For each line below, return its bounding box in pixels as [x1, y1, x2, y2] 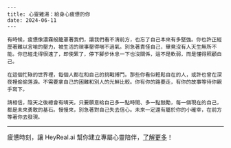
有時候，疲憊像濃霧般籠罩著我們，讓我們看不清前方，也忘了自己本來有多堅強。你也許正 [7, 36, 217, 43]
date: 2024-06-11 [7, 17, 57, 24]
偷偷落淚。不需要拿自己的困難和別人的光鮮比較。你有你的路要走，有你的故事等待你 [16, 79, 217, 86]
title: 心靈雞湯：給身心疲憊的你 [7, 11, 91, 18]
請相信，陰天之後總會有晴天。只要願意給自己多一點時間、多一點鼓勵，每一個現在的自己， [7, 99, 222, 106]
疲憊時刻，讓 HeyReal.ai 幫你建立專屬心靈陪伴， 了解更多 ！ [7, 133, 173, 141]
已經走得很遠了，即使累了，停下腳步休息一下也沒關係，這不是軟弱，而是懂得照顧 [22, 51, 217, 58]
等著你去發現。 [7, 114, 43, 121]
